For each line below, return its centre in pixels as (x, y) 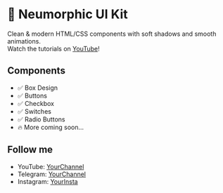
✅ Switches (34, 111)
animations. (24, 41)
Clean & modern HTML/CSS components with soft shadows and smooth (112, 34)
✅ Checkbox (36, 103)
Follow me (30, 150)
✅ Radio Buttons (41, 119)
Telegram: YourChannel (52, 174)
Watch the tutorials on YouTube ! (53, 48)
